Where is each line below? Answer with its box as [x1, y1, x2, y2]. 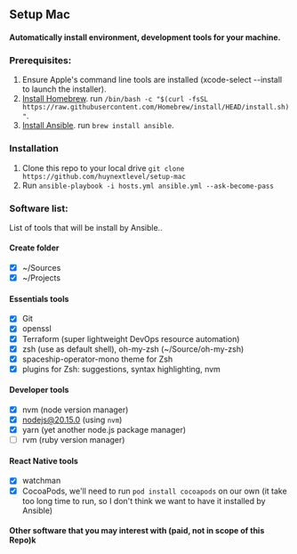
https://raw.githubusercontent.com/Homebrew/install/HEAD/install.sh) [21, 102, 290, 112]
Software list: [9, 202, 68, 215]
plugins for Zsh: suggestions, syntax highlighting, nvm [21, 363, 221, 374]
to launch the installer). [21, 84, 107, 94]
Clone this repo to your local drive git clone [21, 162, 185, 173]
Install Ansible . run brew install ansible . [21, 120, 175, 131]
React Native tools [9, 455, 78, 466]
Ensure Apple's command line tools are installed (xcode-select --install [21, 75, 283, 86]
